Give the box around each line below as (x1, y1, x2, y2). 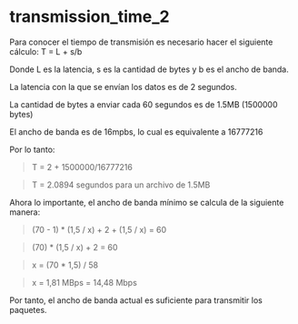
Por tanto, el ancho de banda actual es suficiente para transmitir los (9, 294, 263, 306)
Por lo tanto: (9, 144, 55, 155)
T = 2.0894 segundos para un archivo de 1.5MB (31, 179, 211, 190)
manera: (9, 207, 41, 218)
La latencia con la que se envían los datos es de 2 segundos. (9, 81, 238, 92)
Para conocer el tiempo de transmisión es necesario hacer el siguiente (9, 36, 273, 47)
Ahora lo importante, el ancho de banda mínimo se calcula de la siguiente (9, 197, 284, 208)
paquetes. (9, 304, 47, 315)
